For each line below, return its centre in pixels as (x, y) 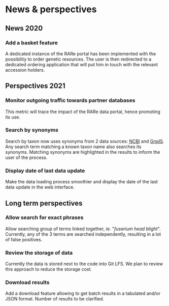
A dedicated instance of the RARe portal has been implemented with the (81, 53)
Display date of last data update (45, 171)
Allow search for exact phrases (44, 217)
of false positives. (24, 239)
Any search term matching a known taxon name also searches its (73, 147)
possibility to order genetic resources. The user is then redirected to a (78, 59)
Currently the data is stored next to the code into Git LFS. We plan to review (84, 264)
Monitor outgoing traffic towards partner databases (70, 100)
